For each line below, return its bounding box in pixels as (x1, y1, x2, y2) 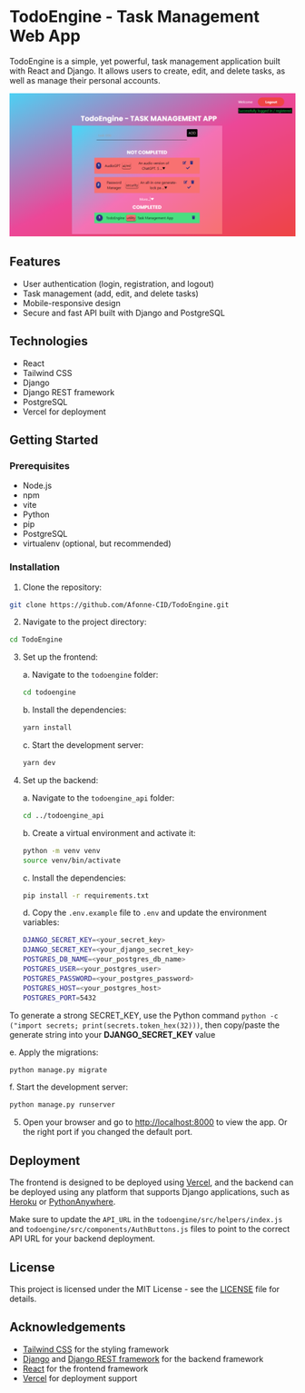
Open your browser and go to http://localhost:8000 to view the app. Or (22, 1117, 288, 1128)
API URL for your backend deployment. (9, 1233, 156, 1244)
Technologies (9, 333, 89, 349)
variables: (22, 917, 60, 928)
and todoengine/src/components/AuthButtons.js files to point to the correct (9, 1224, 290, 1235)
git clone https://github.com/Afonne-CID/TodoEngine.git (9, 600, 230, 610)
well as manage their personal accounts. (9, 75, 161, 85)
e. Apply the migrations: (9, 1047, 99, 1058)
